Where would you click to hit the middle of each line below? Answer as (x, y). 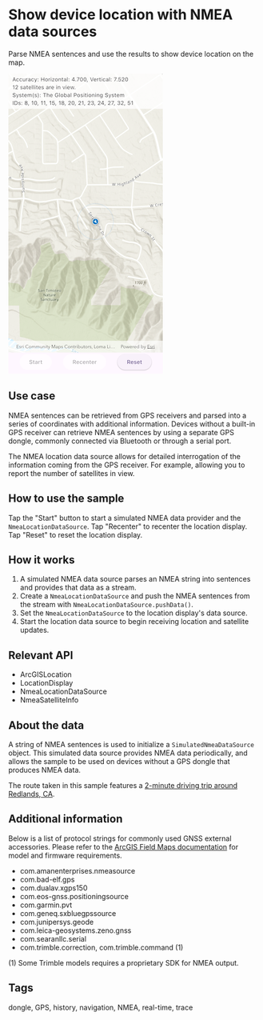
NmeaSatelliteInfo (49, 700)
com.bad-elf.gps (47, 879)
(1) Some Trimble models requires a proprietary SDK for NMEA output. (124, 962)
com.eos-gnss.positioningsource (74, 896)
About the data (46, 725)
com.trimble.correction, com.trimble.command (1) (102, 947)
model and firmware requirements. (65, 855)
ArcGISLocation (46, 674)
